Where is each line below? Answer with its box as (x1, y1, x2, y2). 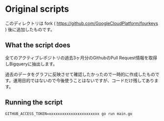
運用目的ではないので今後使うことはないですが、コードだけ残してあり (13, 77, 155, 83)
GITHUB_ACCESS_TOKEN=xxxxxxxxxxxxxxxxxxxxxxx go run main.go (5, 111, 133, 116)
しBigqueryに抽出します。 (5, 60, 58, 67)
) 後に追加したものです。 (5, 26, 55, 32)
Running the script (5, 98, 63, 107)
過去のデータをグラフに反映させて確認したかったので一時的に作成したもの (5, 71, 155, 77)
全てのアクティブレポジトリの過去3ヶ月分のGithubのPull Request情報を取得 (5, 55, 158, 60)
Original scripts (5, 3, 70, 15)
